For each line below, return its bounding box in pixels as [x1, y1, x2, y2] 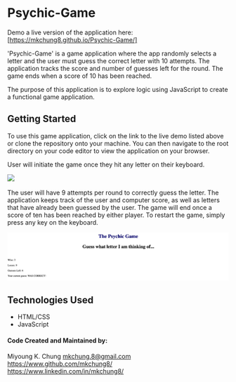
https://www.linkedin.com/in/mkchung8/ [7, 367, 124, 375]
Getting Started [7, 113, 77, 125]
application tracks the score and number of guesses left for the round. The [7, 64, 223, 72]
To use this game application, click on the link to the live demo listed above [7, 131, 224, 140]
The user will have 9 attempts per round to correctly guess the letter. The [7, 188, 219, 197]
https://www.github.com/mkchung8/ [7, 360, 113, 368]
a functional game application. [7, 93, 95, 101]
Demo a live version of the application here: [7, 28, 133, 37]
